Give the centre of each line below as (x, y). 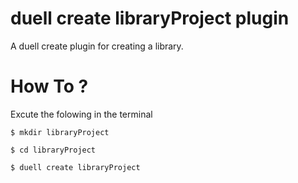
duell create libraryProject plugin (150, 18)
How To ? (49, 86)
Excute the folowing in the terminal (81, 114)
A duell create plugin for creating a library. (97, 46)
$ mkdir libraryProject (60, 132)
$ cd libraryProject (53, 150)
